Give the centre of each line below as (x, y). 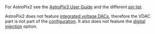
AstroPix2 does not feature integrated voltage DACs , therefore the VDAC (78, 16)
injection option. (21, 26)
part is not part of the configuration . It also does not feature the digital (75, 21)
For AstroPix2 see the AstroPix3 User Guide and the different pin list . (74, 7)
